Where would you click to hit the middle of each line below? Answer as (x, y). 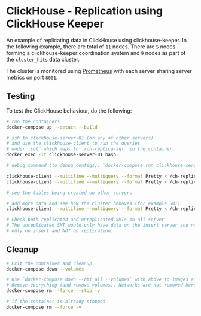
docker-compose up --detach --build (52, 127)
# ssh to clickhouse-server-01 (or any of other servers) (80, 138)
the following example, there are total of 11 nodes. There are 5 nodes (91, 47)
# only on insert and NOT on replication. (60, 231)
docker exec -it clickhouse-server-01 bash (61, 155)
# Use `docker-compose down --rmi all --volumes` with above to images (97, 279)
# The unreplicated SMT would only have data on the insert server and (97, 226)
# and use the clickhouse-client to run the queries (73, 144)
